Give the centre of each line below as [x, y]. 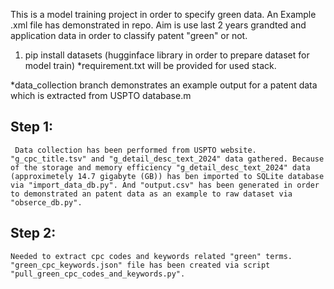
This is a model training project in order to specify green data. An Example [163, 14]
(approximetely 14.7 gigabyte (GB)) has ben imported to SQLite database [167, 176]
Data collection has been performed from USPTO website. [135, 150]
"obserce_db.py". [46, 202]
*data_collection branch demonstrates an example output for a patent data [164, 85]
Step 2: [33, 233]
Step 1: [32, 127]
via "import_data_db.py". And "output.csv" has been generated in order [165, 185]
